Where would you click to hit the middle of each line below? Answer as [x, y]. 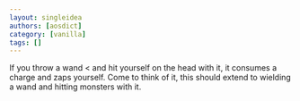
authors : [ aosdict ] [46, 26]
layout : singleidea [46, 17]
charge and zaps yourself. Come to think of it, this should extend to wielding [150, 78]
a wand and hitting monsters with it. [75, 87]
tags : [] [26, 42]
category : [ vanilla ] [48, 34]
